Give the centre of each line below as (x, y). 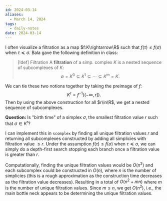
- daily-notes (24, 28)
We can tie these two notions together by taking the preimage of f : (73, 86)
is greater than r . (22, 154)
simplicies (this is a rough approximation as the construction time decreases (83, 175)
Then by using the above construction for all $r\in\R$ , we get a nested (77, 102)
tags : (11, 24)
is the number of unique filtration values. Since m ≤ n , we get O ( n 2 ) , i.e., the (83, 187)
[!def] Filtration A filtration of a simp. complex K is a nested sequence (89, 62)
